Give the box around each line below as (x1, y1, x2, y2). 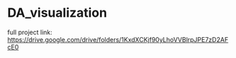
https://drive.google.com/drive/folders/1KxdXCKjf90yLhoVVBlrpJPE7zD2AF (7, 35, 229, 43)
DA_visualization (7, 5, 108, 21)
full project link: (7, 28, 53, 36)
